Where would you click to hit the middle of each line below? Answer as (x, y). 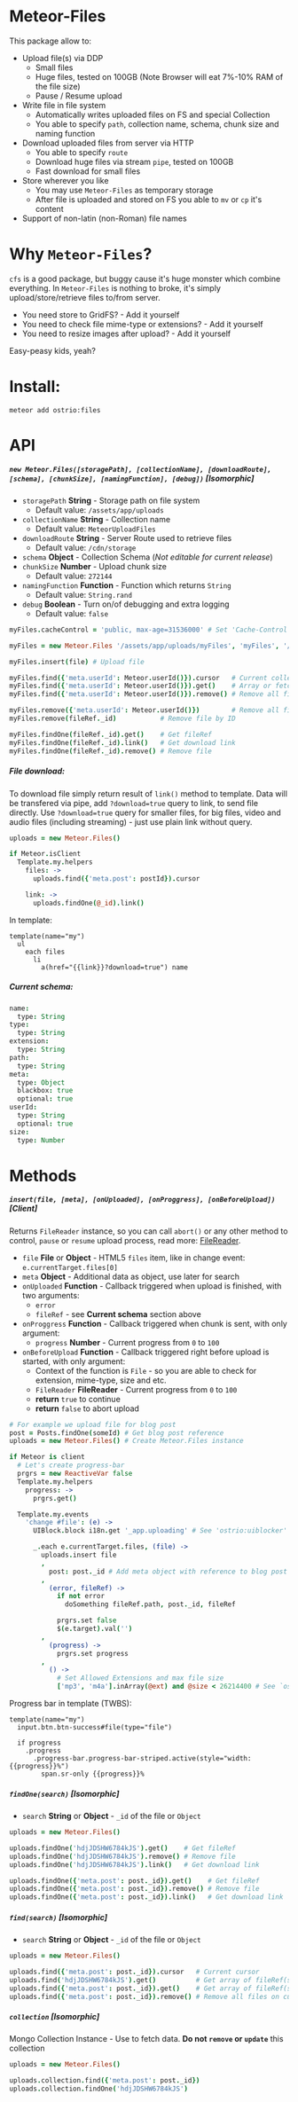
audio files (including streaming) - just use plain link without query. (131, 821)
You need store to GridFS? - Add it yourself (101, 314)
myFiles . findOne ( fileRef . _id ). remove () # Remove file (111, 751)
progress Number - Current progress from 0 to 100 (127, 1342)
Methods (43, 1176)
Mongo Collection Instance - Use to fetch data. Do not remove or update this (146, 2039)
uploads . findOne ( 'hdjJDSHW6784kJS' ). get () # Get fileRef (123, 1848)
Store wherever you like (65, 180)
